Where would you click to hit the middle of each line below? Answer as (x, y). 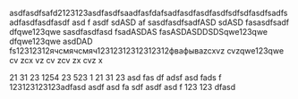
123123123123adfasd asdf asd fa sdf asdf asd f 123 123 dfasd (123, 87)
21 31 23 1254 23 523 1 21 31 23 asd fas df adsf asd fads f (115, 78)
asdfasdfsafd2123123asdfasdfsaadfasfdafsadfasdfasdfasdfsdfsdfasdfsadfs (149, 13)
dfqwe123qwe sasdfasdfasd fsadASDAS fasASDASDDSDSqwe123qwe (139, 32)
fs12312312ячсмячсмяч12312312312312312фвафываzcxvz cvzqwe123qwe (147, 51)
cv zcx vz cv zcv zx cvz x (56, 60)
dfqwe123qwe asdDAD (51, 41)
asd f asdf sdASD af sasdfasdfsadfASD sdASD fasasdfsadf (180, 22)
